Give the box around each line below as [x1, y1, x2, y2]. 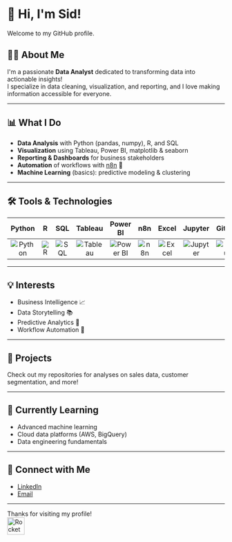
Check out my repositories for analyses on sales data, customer [7, 371, 188, 379]
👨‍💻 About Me [7, 49, 65, 61]
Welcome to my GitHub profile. [7, 29, 95, 37]
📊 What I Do [7, 117, 61, 129]
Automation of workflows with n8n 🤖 [17, 160, 123, 169]
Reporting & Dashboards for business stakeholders [17, 153, 164, 162]
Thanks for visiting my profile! [7, 510, 92, 518]
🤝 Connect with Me [7, 464, 91, 476]
